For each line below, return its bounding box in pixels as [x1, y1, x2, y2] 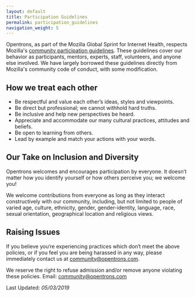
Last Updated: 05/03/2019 [6, 284, 70, 291]
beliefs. [14, 123, 33, 130]
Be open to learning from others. [14, 129, 94, 136]
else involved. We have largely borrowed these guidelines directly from [6, 60, 177, 67]
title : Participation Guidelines [6, 14, 88, 20]
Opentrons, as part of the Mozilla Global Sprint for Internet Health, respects [6, 41, 187, 48]
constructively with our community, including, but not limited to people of [6, 198, 183, 205]
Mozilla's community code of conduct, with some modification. [6, 65, 158, 73]
